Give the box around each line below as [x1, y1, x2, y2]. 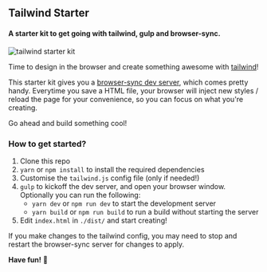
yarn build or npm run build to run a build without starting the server [31, 207, 259, 216]
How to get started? [8, 138, 87, 149]
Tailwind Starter [8, 6, 90, 20]
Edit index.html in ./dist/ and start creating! [19, 215, 167, 225]
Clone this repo [19, 156, 70, 166]
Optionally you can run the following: [19, 190, 141, 199]
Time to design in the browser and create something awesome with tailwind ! [8, 61, 259, 71]
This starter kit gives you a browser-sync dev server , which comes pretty [8, 77, 249, 87]
